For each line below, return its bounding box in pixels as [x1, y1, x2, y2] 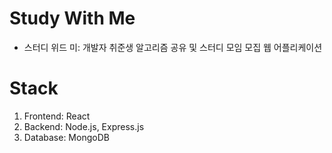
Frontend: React [23, 110, 91, 122]
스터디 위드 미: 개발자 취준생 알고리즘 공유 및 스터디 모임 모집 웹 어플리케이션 [23, 41, 323, 53]
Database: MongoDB [23, 131, 110, 143]
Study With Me [9, 7, 136, 30]
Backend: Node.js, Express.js [23, 120, 145, 132]
